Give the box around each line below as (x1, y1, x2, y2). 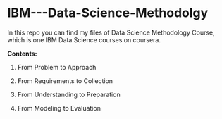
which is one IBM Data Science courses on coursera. (7, 35, 161, 44)
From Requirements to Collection (17, 76, 113, 85)
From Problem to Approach (17, 63, 97, 71)
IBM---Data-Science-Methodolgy (7, 5, 209, 21)
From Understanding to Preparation (17, 90, 121, 99)
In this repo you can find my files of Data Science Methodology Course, (7, 28, 215, 37)
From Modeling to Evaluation (17, 104, 101, 112)
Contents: (7, 49, 37, 58)
